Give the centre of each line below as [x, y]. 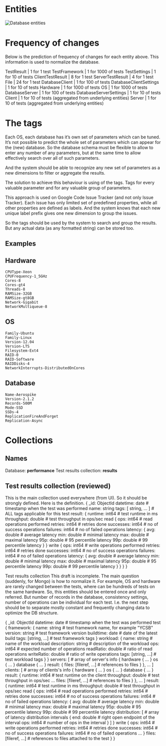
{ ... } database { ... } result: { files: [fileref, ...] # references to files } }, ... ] [80, 665]
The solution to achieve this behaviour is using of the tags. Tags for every [80, 183]
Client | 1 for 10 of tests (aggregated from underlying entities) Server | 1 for [81, 98]
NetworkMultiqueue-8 [26, 307]
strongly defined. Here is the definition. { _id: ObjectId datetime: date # [77, 503]
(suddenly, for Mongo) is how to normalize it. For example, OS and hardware [83, 581]
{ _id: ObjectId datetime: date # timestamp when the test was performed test [83, 622]
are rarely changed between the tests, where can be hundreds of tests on [80, 587]
